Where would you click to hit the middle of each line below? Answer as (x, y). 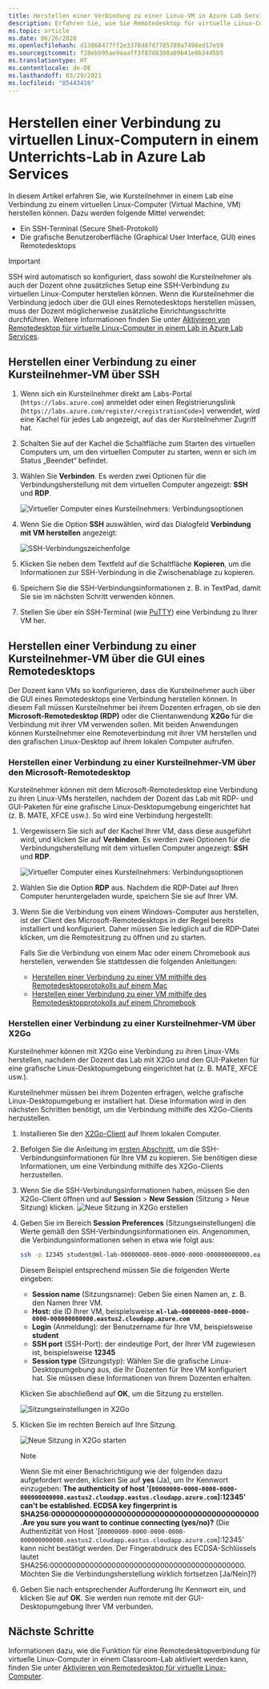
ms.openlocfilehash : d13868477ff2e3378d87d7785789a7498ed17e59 (116, 46)
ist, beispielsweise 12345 (74, 1352)
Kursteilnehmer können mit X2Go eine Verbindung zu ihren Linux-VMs (124, 1051)
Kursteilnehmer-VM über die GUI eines (107, 658)
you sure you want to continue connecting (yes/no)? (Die (132, 1522)
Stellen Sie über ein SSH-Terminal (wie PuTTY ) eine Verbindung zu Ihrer (139, 612)
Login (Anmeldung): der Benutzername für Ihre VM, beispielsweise (142, 1327)
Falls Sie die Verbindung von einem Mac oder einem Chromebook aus (135, 953)
